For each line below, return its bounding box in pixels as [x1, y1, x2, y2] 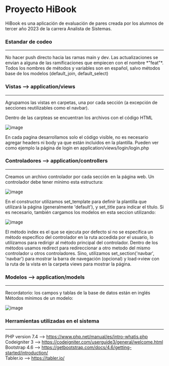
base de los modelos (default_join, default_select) [5, 71, 109, 77]
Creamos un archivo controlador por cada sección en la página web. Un [5, 173, 154, 180]
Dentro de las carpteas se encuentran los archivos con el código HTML [5, 115, 153, 121]
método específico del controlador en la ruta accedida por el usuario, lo [5, 234, 154, 240]
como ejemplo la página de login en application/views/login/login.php [5, 145, 149, 151]
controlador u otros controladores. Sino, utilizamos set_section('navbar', [5, 250, 154, 256]
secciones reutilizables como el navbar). [5, 104, 89, 111]
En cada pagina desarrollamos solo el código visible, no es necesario [5, 134, 148, 140]
